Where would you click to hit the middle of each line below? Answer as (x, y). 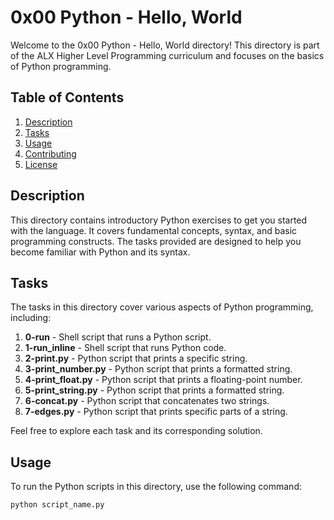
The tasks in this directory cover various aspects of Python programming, (162, 307)
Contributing (50, 153)
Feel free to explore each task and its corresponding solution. (136, 431)
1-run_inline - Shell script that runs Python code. (125, 348)
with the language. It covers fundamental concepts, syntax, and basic (154, 230)
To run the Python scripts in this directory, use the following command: (156, 487)
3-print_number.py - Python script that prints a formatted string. (158, 369)
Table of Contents (67, 97)
